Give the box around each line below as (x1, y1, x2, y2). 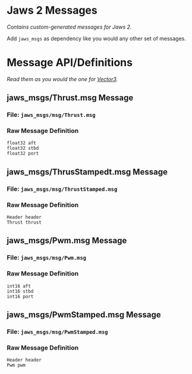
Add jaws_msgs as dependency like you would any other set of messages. (7, 35, 186, 42)
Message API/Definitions (7, 56, 133, 69)
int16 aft (7, 283, 32, 289)
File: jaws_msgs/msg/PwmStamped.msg (7, 327, 108, 336)
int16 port (7, 293, 34, 299)
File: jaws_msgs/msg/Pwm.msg (7, 254, 87, 262)
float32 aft (7, 140, 36, 146)
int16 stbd (7, 288, 34, 294)
